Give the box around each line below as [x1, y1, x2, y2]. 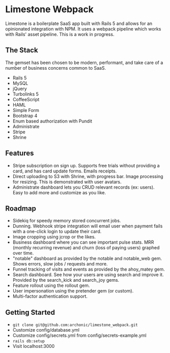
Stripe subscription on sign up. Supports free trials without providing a [12, 162, 160, 168]
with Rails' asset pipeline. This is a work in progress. [5, 31, 115, 37]
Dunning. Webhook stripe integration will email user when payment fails [12, 223, 163, 229]
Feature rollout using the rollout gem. [12, 282, 90, 288]
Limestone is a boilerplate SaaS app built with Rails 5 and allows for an [5, 20, 153, 26]
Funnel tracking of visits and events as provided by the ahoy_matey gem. [12, 266, 165, 273]
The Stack [5, 46, 38, 54]
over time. [12, 250, 34, 256]
